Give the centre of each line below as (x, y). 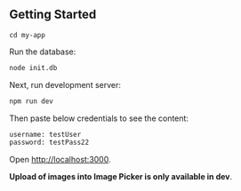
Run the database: (43, 52)
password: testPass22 (49, 143)
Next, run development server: (65, 84)
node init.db (33, 68)
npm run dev (31, 101)
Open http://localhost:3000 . (60, 160)
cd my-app (28, 35)
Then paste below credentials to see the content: (99, 118)
